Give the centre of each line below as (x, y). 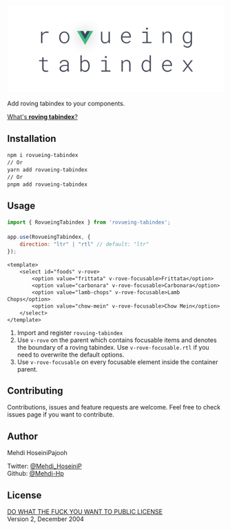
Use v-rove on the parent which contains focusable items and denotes (117, 340)
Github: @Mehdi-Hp (35, 474)
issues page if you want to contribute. (61, 414)
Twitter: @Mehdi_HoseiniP (45, 466)
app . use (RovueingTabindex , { (49, 237)
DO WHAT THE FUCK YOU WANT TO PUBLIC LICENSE (85, 512)
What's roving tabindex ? (42, 117)
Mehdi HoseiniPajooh (37, 453)
